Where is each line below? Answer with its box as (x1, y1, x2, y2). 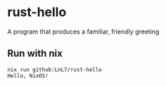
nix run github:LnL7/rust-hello (7, 66, 102, 73)
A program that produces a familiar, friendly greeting (7, 27, 160, 36)
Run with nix (7, 48, 63, 59)
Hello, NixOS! (7, 72, 49, 79)
